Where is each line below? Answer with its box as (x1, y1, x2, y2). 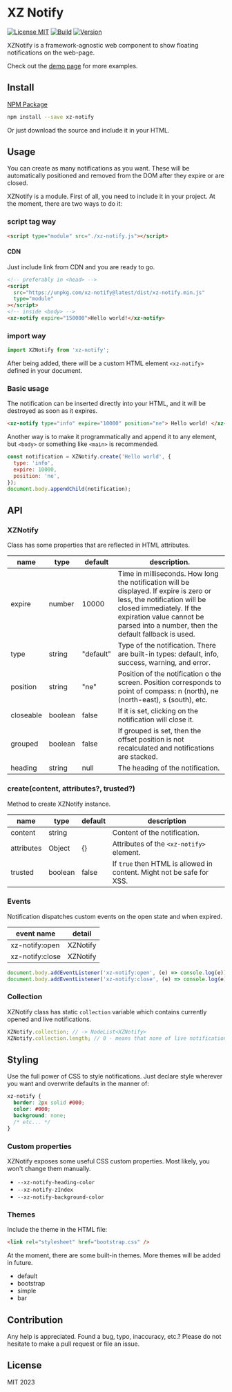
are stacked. (117, 752, 158, 762)
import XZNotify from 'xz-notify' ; (7, 347, 110, 354)
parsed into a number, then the (117, 621, 218, 630)
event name (16, 929, 56, 938)
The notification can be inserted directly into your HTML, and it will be (7, 399, 206, 408)
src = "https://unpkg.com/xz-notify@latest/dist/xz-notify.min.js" (13, 289, 206, 296)
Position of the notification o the (117, 669, 222, 679)
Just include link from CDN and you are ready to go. (7, 262, 155, 271)
